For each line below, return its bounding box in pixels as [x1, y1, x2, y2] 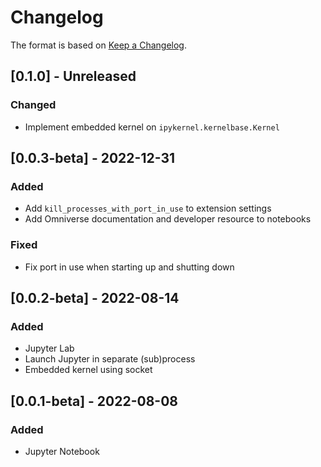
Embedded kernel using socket [24, 364, 153, 376]
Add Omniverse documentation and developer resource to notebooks [24, 213, 312, 225]
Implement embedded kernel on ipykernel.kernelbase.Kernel [24, 121, 280, 133]
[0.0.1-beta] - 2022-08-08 [10, 392, 178, 410]
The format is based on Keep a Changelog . [10, 39, 187, 51]
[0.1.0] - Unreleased [10, 68, 137, 85]
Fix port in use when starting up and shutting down [24, 261, 235, 273]
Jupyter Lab [24, 342, 75, 355]
